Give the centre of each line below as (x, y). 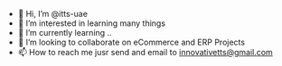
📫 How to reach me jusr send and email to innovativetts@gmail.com (145, 52)
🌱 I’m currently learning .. (65, 33)
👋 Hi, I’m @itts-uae (53, 14)
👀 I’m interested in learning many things (91, 23)
